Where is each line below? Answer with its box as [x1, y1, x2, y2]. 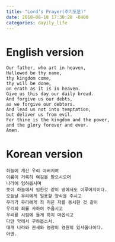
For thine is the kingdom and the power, [6, 117, 110, 123]
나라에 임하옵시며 [6, 181, 41, 187]
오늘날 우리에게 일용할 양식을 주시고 [6, 193, 82, 199]
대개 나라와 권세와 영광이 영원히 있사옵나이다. [6, 225, 104, 231]
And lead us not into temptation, [6, 106, 92, 113]
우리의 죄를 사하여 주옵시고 [6, 206, 63, 212]
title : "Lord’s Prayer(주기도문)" [6, 8, 87, 15]
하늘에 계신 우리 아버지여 [6, 168, 59, 174]
